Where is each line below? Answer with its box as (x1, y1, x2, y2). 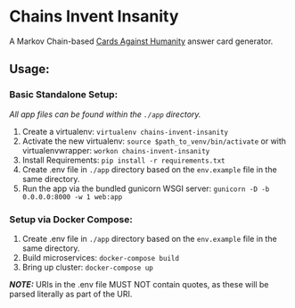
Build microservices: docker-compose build (21, 252, 180, 262)
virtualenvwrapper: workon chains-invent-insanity (21, 145, 210, 155)
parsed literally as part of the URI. (9, 288, 133, 299)
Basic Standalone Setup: (9, 88, 119, 101)
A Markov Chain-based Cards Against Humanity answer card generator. (9, 36, 274, 46)
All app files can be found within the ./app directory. (9, 109, 201, 120)
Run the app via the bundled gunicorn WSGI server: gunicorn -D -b (21, 183, 270, 194)
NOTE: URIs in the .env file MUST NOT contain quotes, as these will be (9, 279, 269, 289)
